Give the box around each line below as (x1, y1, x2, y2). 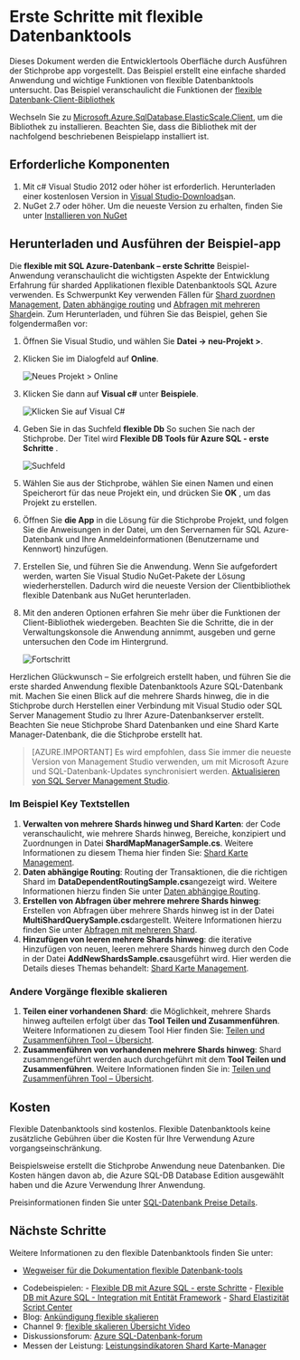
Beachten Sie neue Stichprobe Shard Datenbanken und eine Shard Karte (9, 719, 279, 730)
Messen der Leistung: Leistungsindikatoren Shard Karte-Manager (22, 1340, 267, 1351)
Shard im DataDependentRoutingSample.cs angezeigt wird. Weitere (22, 876, 277, 886)
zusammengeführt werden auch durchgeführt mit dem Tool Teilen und (22, 1054, 286, 1065)
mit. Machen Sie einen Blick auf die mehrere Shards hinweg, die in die (9, 690, 269, 701)
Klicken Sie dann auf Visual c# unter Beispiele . (22, 388, 199, 399)
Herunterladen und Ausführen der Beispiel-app (9, 236, 282, 252)
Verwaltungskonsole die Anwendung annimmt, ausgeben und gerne (22, 627, 276, 637)
